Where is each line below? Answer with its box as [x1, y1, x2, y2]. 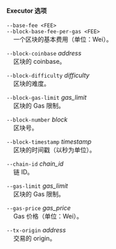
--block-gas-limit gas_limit [6, 94, 88, 102]
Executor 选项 [6, 6, 47, 15]
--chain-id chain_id [6, 160, 64, 168]
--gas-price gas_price [6, 204, 71, 212]
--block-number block [6, 115, 68, 124]
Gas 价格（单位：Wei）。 [13, 212, 83, 221]
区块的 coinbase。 [13, 58, 66, 66]
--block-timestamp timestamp [6, 137, 92, 146]
